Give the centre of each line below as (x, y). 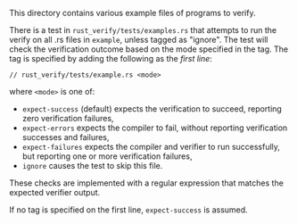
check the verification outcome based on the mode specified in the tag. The (148, 49)
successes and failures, (66, 137)
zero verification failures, (68, 118)
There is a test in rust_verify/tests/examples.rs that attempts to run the (143, 30)
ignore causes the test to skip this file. (92, 166)
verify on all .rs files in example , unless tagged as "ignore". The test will (139, 40)
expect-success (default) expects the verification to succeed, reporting (152, 109)
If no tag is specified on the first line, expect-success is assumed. (128, 210)
